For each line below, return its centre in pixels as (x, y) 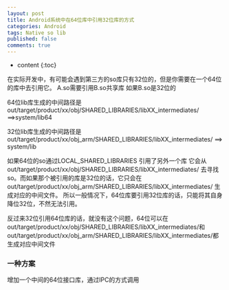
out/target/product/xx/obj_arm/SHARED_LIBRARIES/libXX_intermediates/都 (113, 235)
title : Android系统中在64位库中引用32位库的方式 (71, 20)
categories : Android (37, 26)
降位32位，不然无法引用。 (44, 204)
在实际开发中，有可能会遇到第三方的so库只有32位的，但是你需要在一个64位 (115, 79)
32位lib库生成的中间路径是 (44, 132)
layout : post (26, 13)
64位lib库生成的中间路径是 (45, 102)
